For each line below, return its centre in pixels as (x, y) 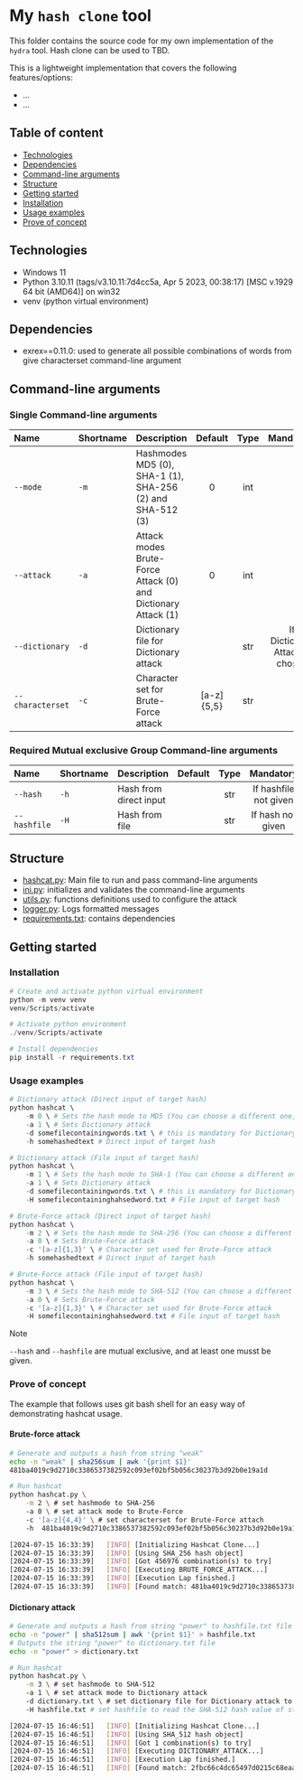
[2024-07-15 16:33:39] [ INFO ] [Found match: (98, 1587)
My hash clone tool (80, 16)
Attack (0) (157, 581)
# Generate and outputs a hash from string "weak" (106, 1453)
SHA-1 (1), (160, 476)
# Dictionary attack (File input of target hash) (105, 1157)
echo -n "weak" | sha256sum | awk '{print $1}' (101, 1461)
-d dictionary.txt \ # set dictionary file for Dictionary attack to (159, 1701)
